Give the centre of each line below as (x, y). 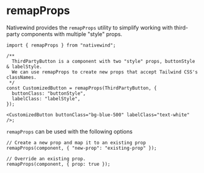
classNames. (21, 77)
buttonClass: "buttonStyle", (49, 93)
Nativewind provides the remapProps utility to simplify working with (89, 28)
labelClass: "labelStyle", (46, 98)
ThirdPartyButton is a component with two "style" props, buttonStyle (104, 61)
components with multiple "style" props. (72, 34)
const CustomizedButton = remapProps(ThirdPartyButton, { (82, 88)
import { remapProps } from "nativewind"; (61, 45)
